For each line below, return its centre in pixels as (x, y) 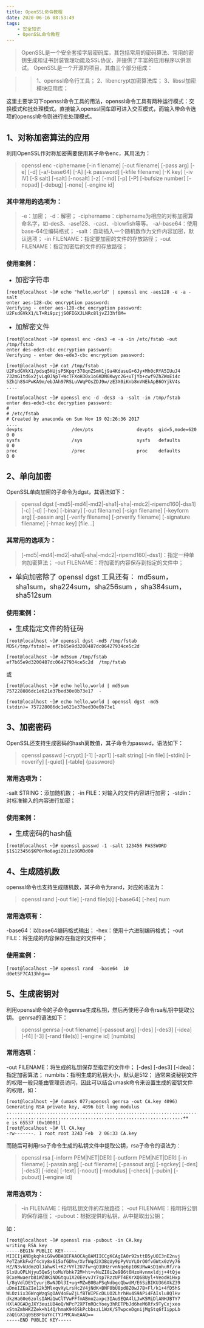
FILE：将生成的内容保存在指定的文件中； (57, 938)
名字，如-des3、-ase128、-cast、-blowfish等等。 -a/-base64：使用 (112, 224)
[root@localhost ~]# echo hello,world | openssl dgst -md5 (83, 702)
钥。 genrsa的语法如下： (37, 1017)
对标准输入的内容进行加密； (41, 801)
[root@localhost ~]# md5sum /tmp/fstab (57, 657)
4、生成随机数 (33, 871)
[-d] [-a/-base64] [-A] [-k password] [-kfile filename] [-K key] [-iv (110, 171)
